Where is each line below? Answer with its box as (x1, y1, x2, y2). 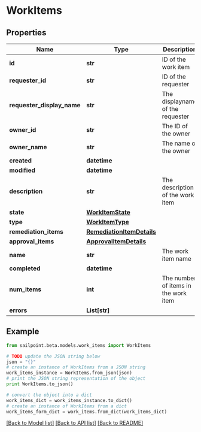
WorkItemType (86, 218, 130, 226)
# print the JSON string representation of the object (6, 376, 146, 382)
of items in (162, 282, 191, 289)
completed (9, 264, 41, 273)
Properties (6, 28, 47, 38)
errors (9, 306, 28, 315)
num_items (9, 285, 42, 294)
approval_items (9, 237, 54, 246)
